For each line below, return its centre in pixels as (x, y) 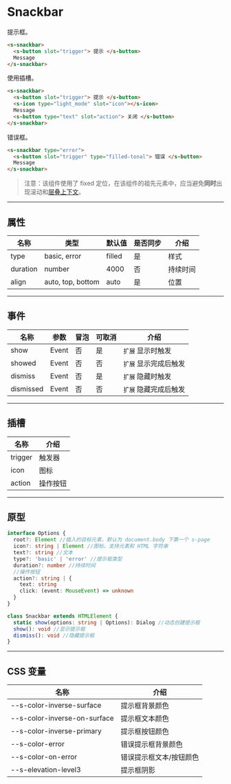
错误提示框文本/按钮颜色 (160, 757)
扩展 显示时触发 (147, 350)
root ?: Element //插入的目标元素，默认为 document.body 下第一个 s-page (112, 540)
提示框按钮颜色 (145, 732)
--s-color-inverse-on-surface (63, 718)
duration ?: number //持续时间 (55, 565)
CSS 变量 (27, 671)
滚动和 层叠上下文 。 (57, 192)
